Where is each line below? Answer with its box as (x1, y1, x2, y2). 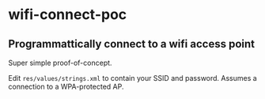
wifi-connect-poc (8, 6, 127, 24)
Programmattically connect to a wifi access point (8, 37, 256, 51)
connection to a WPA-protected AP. (8, 82, 124, 91)
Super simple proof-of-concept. (8, 58, 112, 67)
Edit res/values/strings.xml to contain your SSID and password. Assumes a (8, 74, 257, 82)
